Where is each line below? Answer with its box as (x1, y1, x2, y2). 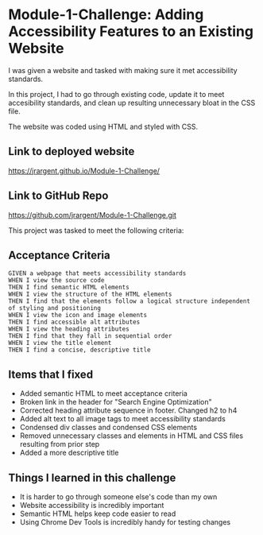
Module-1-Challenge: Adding (8, 6, 204, 24)
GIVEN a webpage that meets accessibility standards (8, 269, 187, 277)
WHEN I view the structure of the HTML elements (8, 290, 172, 299)
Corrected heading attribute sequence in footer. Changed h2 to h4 (19, 405, 238, 415)
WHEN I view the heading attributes (8, 325, 130, 333)
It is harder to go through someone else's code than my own (19, 492, 218, 502)
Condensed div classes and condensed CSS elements (19, 423, 197, 432)
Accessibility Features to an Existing (8, 22, 254, 41)
